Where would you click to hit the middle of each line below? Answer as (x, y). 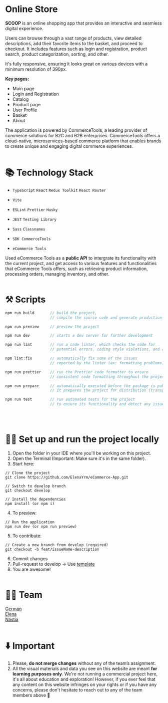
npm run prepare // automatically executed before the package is (80, 386)
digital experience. (24, 28)
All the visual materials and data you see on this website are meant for (85, 668)
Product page (26, 104)
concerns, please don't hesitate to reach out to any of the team (77, 689)
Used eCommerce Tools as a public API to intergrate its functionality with (81, 258)
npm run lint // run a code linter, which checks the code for (80, 345)
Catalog (20, 99)
